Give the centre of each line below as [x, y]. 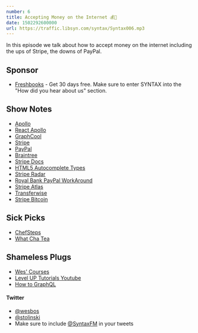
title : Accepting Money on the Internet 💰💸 [62, 17]
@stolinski [27, 317]
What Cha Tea [32, 239]
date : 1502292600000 [32, 23]
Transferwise [31, 193]
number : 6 [18, 12]
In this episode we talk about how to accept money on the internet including [99, 45]
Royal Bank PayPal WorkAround [54, 180]
